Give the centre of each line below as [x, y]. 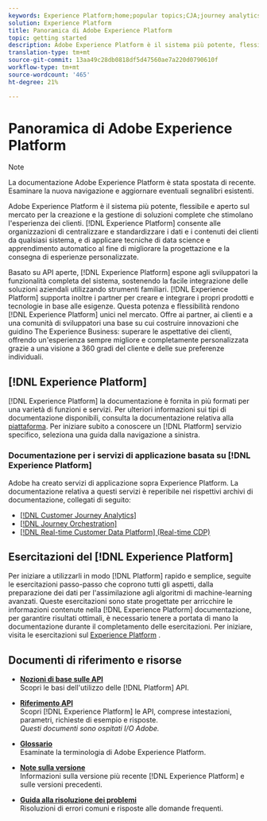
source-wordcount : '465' [49, 75]
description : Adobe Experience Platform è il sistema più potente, [122, 45]
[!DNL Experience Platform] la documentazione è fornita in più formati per [129, 401]
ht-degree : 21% [33, 82]
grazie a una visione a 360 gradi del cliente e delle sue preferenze [116, 349]
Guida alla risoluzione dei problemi [78, 800]
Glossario [36, 744]
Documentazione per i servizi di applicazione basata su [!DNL [130, 455]
